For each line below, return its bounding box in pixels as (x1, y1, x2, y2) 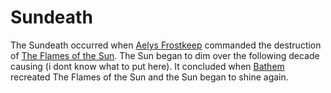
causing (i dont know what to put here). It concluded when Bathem (10, 60, 285, 72)
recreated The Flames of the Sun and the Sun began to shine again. (10, 71, 289, 83)
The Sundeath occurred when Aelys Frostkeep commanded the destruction (10, 39, 322, 51)
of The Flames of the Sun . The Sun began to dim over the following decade (10, 49, 320, 61)
